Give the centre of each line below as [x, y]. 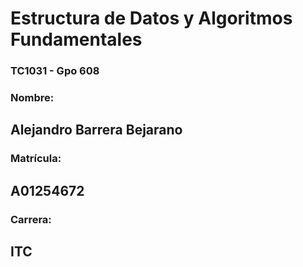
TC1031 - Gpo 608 [55, 71]
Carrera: [31, 219]
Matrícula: [36, 159]
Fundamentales [76, 39]
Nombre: [32, 98]
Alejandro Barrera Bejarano [96, 130]
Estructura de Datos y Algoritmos [151, 18]
